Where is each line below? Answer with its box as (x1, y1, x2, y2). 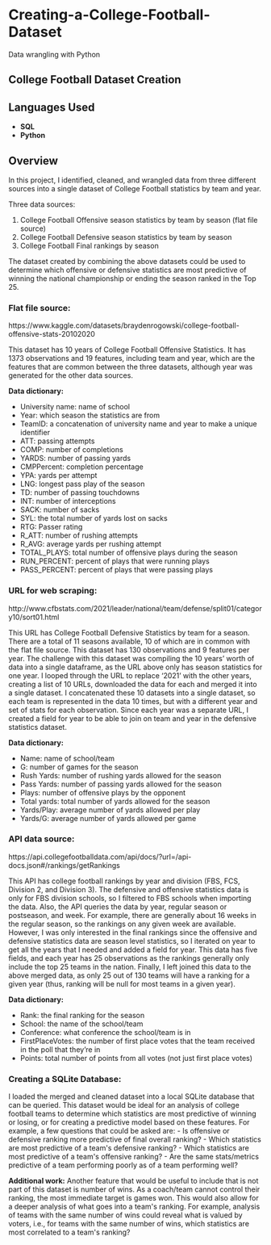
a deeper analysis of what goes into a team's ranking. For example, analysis (8, 1201, 261, 1212)
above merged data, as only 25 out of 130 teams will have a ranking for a (8, 970, 250, 980)
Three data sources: (8, 199, 76, 209)
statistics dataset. (8, 722, 67, 731)
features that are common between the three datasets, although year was (8, 362, 253, 372)
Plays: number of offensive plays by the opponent (19, 787, 186, 797)
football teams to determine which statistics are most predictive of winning (8, 1109, 256, 1119)
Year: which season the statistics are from (19, 410, 160, 421)
